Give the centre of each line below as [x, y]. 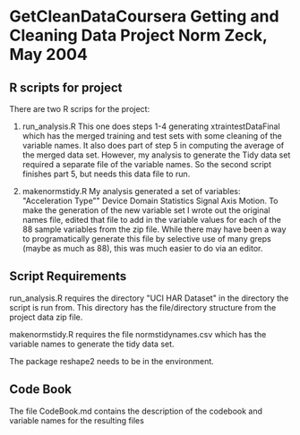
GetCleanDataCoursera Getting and [144, 17]
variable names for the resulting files [77, 420]
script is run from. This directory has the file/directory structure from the [143, 307]
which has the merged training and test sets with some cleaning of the [152, 136]
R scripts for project [66, 87]
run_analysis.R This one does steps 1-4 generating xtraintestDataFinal [151, 126]
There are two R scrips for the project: [80, 109]
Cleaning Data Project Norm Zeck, [138, 35]
